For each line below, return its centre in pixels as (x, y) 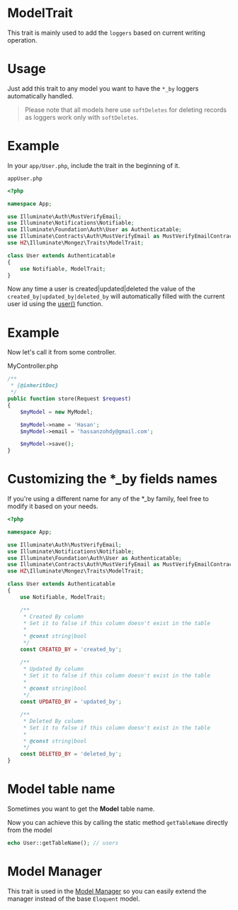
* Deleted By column (53, 721)
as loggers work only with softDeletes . (81, 117)
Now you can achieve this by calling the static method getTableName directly (118, 822)
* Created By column (53, 617)
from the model (30, 830)
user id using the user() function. (55, 304)
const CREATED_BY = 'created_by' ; (71, 650)
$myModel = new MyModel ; (57, 412)
